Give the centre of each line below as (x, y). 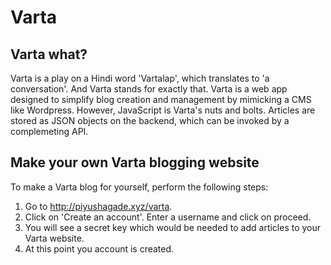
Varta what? (49, 54)
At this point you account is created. (99, 248)
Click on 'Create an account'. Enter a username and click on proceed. (168, 217)
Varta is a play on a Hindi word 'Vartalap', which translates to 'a (140, 78)
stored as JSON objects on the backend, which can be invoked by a (150, 120)
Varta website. (54, 238)
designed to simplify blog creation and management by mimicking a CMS (161, 99)
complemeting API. (49, 131)
